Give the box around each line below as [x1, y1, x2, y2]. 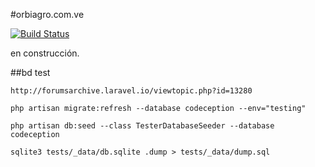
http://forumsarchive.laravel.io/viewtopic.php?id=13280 [10, 86, 253, 96]
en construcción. [10, 47, 80, 59]
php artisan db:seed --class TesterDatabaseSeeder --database [10, 121, 275, 131]
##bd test [10, 67, 51, 78]
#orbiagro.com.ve [10, 9, 85, 20]
